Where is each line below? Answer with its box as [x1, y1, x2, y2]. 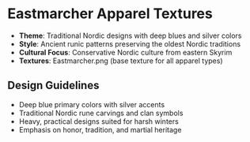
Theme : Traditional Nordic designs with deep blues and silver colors [18, 31, 242, 40]
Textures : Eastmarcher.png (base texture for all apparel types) [18, 56, 223, 65]
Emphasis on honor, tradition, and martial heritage [18, 125, 182, 134]
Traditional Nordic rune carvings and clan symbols [18, 108, 184, 118]
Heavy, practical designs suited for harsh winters [18, 116, 179, 126]
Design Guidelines [7, 79, 100, 92]
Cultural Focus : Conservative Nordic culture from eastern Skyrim [18, 47, 233, 57]
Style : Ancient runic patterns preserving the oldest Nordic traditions [18, 39, 241, 48]
